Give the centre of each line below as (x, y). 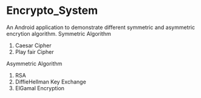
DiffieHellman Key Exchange (50, 82)
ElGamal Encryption (40, 88)
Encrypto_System (52, 11)
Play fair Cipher (34, 51)
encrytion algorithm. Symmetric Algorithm (59, 33)
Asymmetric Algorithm (34, 64)
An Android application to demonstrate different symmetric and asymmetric (101, 27)
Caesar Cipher (33, 45)
